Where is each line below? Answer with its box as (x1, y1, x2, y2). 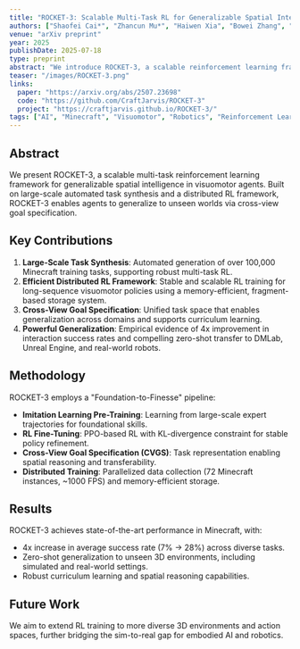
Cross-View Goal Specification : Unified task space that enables (21, 304, 261, 315)
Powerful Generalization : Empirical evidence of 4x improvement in (21, 323, 270, 334)
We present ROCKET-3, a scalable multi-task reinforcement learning (9, 169, 261, 179)
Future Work (9, 596, 80, 612)
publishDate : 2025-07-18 (9, 46, 102, 55)
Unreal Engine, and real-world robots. (21, 342, 162, 353)
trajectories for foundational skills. (21, 419, 148, 429)
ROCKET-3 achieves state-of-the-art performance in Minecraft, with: (9, 525, 262, 536)
